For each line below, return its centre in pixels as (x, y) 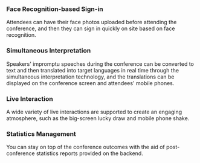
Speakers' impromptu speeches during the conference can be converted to (100, 64)
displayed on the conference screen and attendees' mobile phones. (90, 83)
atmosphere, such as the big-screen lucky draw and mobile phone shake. (98, 118)
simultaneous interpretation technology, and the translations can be (90, 77)
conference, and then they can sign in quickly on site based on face (91, 28)
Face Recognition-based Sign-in (55, 9)
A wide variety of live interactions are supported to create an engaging (94, 112)
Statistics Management (41, 133)
